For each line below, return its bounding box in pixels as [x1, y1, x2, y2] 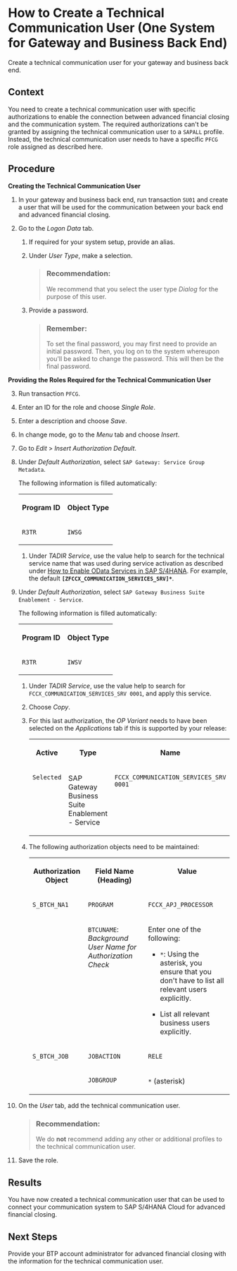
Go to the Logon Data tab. [18, 224, 94, 232]
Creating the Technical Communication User [8, 181, 141, 190]
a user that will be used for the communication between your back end [18, 202, 224, 211]
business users [160, 1018, 210, 1028]
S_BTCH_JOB [32, 1052, 69, 1061]
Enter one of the [148, 925, 201, 935]
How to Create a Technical [8, 5, 165, 21]
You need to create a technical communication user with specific [8, 104, 196, 114]
